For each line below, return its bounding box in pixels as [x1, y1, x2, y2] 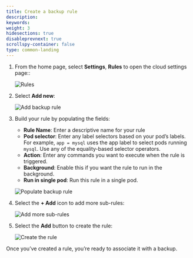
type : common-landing [6, 47, 59, 53]
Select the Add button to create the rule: [14, 222, 113, 229]
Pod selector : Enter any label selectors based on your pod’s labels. [23, 133, 187, 140]
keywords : [6, 19, 31, 25]
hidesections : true [6, 31, 54, 37]
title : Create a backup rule [6, 8, 78, 15]
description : [6, 14, 38, 20]
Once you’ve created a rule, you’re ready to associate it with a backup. [6, 245, 178, 252]
